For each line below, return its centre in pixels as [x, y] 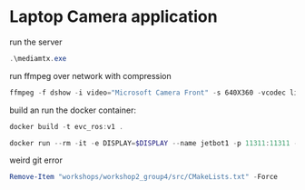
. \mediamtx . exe [38, 58]
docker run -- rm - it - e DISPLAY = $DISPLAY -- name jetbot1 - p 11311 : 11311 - [154, 143]
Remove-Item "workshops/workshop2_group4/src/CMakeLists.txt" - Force [144, 177]
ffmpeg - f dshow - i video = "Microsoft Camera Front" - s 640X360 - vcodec [148, 93]
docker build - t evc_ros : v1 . [67, 126]
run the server [36, 42]
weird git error [36, 160]
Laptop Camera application [113, 17]
